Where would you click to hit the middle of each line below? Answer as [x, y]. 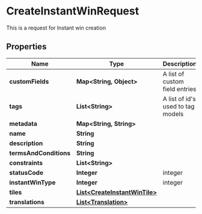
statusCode [26, 172]
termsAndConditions [40, 153]
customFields [29, 81]
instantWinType [32, 182]
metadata [23, 124]
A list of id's [179, 99]
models [173, 114]
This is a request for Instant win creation [56, 28]
